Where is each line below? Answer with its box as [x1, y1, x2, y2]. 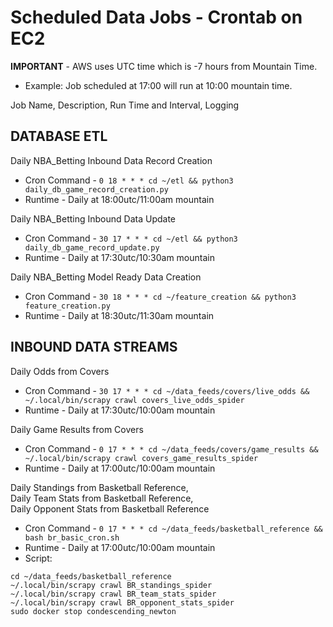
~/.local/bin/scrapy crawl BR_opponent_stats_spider [10, 597, 235, 608]
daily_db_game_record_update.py [24, 242, 160, 253]
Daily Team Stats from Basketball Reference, [10, 492, 194, 504]
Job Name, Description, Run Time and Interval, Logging [10, 99, 240, 111]
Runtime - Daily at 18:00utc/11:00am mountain [24, 193, 215, 205]
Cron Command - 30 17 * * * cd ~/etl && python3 [24, 232, 238, 244]
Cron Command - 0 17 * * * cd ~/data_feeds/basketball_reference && [24, 522, 323, 534]
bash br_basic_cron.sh [24, 532, 120, 543]
